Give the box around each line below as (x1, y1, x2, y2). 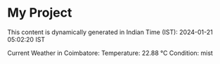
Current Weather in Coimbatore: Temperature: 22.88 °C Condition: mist (7, 49, 213, 57)
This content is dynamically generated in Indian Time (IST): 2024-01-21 (7, 28, 213, 36)
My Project (7, 5, 72, 21)
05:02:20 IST (7, 35, 46, 43)
